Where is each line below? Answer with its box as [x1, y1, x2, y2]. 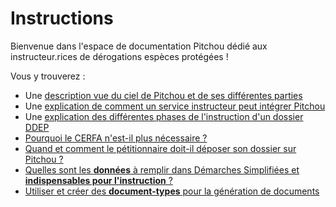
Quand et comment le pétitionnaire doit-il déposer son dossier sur [24, 142, 297, 154]
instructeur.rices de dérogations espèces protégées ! [10, 50, 229, 62]
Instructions [10, 7, 114, 30]
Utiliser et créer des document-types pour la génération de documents [24, 185, 320, 197]
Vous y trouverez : [10, 70, 86, 82]
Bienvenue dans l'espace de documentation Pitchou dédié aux [10, 40, 268, 52]
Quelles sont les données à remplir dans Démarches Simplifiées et [24, 163, 300, 176]
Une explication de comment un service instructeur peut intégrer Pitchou [24, 100, 326, 112]
